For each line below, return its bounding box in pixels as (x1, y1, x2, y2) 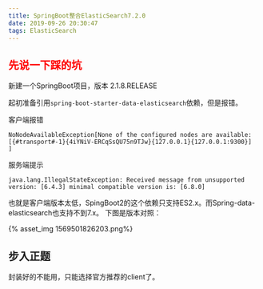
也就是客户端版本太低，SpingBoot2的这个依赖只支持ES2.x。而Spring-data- (8, 198, 256, 208)
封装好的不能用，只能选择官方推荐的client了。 (8, 272, 160, 281)
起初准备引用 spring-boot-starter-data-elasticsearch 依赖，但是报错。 (8, 98, 243, 108)
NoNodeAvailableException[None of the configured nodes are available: (8, 131, 252, 139)
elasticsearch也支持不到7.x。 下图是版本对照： (8, 208, 161, 218)
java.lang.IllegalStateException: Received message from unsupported (8, 176, 245, 184)
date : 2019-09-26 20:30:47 (8, 19, 98, 27)
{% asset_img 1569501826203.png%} (8, 224, 133, 234)
